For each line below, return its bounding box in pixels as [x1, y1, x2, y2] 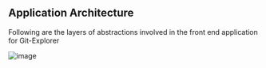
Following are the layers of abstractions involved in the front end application [8, 27, 258, 36]
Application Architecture [8, 6, 134, 20]
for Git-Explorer [8, 36, 60, 45]
